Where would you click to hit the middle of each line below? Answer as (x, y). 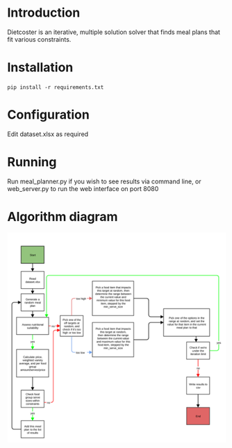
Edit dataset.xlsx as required (48, 134)
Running (32, 162)
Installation (40, 68)
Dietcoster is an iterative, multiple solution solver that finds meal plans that (114, 32)
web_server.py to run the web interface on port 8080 (83, 188)
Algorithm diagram (63, 216)
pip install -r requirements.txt (56, 87)
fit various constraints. (39, 39)
